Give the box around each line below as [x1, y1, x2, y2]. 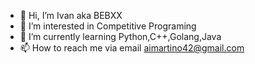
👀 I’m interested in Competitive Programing [19, 20, 197, 32]
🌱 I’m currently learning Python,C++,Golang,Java [19, 31, 222, 42]
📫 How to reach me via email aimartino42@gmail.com [19, 42, 245, 54]
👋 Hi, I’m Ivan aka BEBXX [19, 10, 123, 21]
